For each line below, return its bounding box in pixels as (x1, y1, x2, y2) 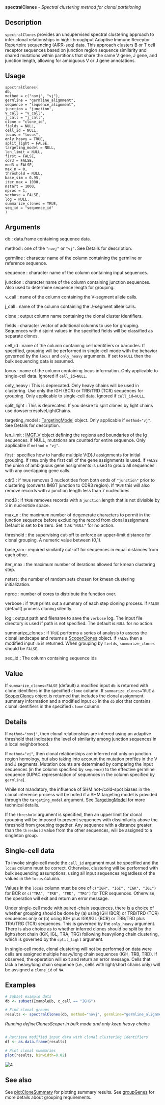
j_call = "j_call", (5, 115, 45, 120)
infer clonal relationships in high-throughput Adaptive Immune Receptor (5, 36, 150, 42)
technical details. (5, 802, 40, 808)
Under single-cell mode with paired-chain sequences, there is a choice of (5, 905, 154, 911)
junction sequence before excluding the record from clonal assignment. (5, 517, 150, 523)
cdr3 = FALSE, (5, 158, 34, 163)
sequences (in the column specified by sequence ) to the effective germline (5, 767, 155, 773)
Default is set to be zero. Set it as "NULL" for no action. (5, 522, 114, 528)
